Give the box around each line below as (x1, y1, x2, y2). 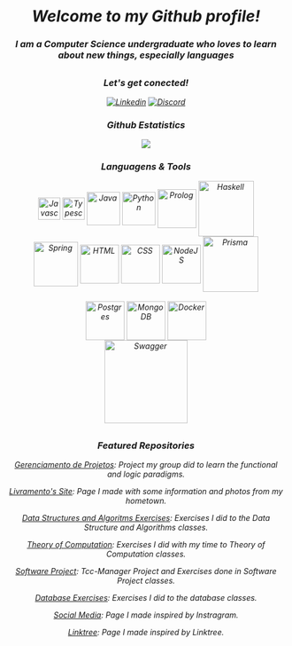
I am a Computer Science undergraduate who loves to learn (14, 38, 278, 51)
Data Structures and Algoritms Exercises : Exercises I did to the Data (21, 513, 271, 524)
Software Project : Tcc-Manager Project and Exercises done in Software (14, 566, 278, 577)
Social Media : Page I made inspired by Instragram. (53, 610, 239, 620)
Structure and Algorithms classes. (84, 522, 208, 533)
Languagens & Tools (100, 161, 192, 173)
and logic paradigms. (106, 469, 186, 480)
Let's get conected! (103, 76, 189, 89)
